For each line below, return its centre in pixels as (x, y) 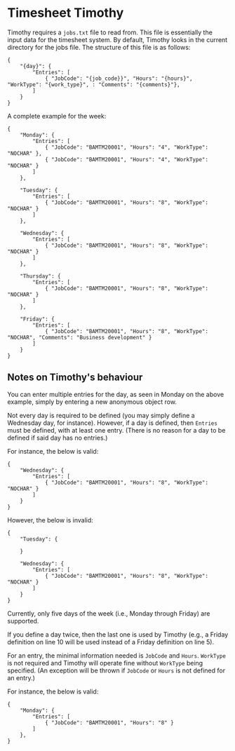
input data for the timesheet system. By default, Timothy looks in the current (117, 39)
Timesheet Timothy (66, 13)
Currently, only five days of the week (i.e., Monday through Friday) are (109, 613)
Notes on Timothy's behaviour (75, 378)
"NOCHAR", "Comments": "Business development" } (80, 337)
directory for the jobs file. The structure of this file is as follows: (99, 47)
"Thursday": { (40, 276)
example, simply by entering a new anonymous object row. (92, 402)
